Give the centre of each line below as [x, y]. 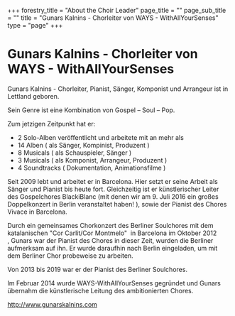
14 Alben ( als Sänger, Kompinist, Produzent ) [84, 145]
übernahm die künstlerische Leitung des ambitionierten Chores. [100, 290]
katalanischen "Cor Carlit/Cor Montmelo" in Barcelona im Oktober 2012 [112, 233]
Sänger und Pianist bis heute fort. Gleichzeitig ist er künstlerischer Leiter [113, 189]
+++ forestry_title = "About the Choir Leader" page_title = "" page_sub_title [117, 10]
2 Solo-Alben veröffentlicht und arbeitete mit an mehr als [101, 137]
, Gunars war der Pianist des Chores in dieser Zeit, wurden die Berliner [110, 240]
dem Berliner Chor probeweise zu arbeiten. [70, 256]
